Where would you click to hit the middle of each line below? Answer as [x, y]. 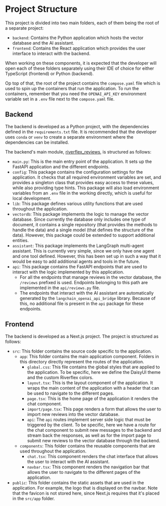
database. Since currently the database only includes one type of [79, 219]
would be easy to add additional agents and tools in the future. [76, 261]
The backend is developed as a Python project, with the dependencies [77, 126]
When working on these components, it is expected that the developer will [81, 63]
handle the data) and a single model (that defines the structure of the [83, 230]
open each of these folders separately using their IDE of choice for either [80, 68]
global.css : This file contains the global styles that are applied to [93, 367]
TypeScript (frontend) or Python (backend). [50, 73]
